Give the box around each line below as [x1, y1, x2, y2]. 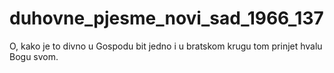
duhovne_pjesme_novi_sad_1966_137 [9, 7, 324, 30]
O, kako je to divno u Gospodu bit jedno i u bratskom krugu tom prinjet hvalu [9, 40, 323, 52]
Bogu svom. [9, 50, 59, 62]
